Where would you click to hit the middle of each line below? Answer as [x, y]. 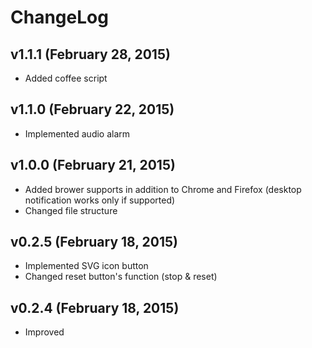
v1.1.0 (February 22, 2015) [92, 109]
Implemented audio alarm [77, 133]
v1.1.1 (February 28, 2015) [90, 54]
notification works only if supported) [100, 200]
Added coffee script [66, 78]
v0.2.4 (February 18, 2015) [95, 307]
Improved [44, 332]
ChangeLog [59, 17]
